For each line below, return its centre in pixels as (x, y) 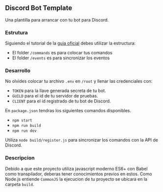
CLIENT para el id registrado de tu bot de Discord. (61, 101)
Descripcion (20, 158)
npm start (22, 120)
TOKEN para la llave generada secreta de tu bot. (59, 91)
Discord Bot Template (39, 8)
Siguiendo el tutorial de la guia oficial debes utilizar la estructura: (70, 43)
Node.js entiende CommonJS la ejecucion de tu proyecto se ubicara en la (76, 179)
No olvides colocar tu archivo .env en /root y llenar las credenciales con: (79, 81)
